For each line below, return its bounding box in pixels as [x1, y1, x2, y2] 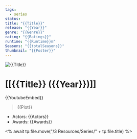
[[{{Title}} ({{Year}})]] [5, 79, 96, 90]
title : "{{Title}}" [5, 21, 45, 26]
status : [5, 16, 21, 21]
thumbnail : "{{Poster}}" [5, 48, 56, 53]
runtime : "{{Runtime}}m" [5, 39, 56, 44]
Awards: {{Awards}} [12, 119, 52, 125]
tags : [5, 7, 16, 12]
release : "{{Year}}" [5, 25, 47, 30]
